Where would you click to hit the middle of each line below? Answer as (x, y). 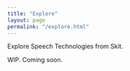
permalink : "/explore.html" (48, 26)
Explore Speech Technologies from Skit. (65, 47)
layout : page (26, 20)
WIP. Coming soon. (35, 60)
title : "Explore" (33, 14)
